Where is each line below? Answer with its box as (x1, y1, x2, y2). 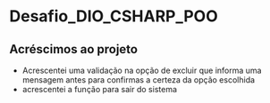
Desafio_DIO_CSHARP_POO (9, 6, 218, 27)
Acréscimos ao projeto (9, 42, 139, 57)
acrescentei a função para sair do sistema (21, 84, 177, 94)
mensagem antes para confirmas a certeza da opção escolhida (21, 75, 256, 85)
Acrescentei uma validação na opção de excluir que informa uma (21, 65, 262, 75)
